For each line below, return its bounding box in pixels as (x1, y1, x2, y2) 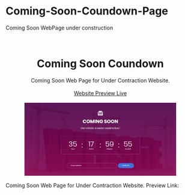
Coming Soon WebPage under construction (5, 24, 114, 31)
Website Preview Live (73, 89, 127, 97)
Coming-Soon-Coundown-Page (5, 4, 169, 18)
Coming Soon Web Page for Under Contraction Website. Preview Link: (5, 182, 180, 189)
